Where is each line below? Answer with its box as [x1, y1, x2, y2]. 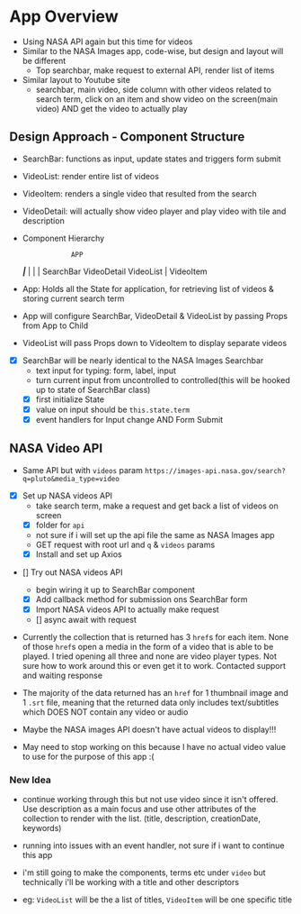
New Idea [9, 773, 52, 786]
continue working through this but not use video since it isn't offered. [22, 794, 279, 805]
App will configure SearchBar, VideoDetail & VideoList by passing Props [22, 310, 288, 321]
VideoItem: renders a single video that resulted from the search [22, 187, 258, 199]
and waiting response [22, 670, 103, 681]
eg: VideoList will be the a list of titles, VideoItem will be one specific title [22, 894, 293, 905]
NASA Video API [9, 441, 103, 456]
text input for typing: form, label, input [35, 365, 177, 376]
